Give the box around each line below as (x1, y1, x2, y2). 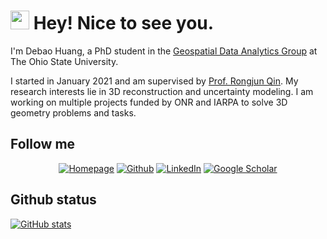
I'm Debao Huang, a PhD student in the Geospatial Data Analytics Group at (10, 45, 318, 57)
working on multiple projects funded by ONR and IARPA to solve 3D (10, 96, 288, 108)
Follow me (10, 136, 76, 153)
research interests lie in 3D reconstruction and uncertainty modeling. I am (10, 85, 314, 97)
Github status (10, 191, 97, 209)
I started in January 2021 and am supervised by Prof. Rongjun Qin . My (10, 75, 299, 87)
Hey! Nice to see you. (33, 12, 215, 35)
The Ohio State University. (10, 55, 119, 67)
